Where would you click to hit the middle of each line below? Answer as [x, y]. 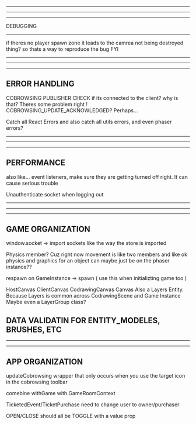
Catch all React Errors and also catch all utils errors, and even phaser [89, 122]
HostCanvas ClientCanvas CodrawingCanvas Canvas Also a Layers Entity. [95, 289]
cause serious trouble [32, 183]
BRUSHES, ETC [34, 329]
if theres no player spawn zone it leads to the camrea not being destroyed [95, 43]
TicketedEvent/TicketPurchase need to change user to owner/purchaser [93, 405]
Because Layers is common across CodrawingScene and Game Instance [93, 296]
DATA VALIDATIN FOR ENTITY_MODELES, [83, 320]
